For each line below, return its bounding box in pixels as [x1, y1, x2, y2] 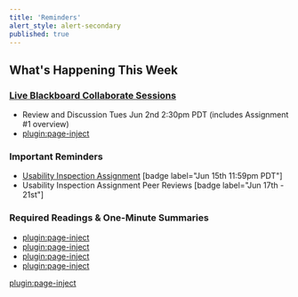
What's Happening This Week [9, 62, 178, 77]
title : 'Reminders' [9, 12, 82, 22]
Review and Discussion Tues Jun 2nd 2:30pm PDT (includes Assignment [21, 109, 289, 120]
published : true [9, 29, 69, 38]
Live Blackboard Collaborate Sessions [9, 89, 176, 101]
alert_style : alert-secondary [9, 21, 122, 30]
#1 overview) [21, 119, 69, 130]
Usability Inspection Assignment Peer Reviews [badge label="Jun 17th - [21, 180, 285, 191]
